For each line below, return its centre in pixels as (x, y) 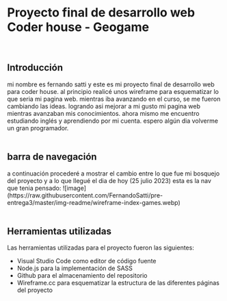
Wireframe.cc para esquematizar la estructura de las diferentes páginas (118, 283)
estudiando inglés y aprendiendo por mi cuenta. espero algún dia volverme (113, 121)
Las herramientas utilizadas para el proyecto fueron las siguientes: (101, 248)
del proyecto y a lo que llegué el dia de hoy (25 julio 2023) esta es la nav (109, 180)
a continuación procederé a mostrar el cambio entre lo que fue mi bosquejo (113, 173)
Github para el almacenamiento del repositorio (82, 276)
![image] (75, 188)
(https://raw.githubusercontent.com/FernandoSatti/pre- (85, 195)
